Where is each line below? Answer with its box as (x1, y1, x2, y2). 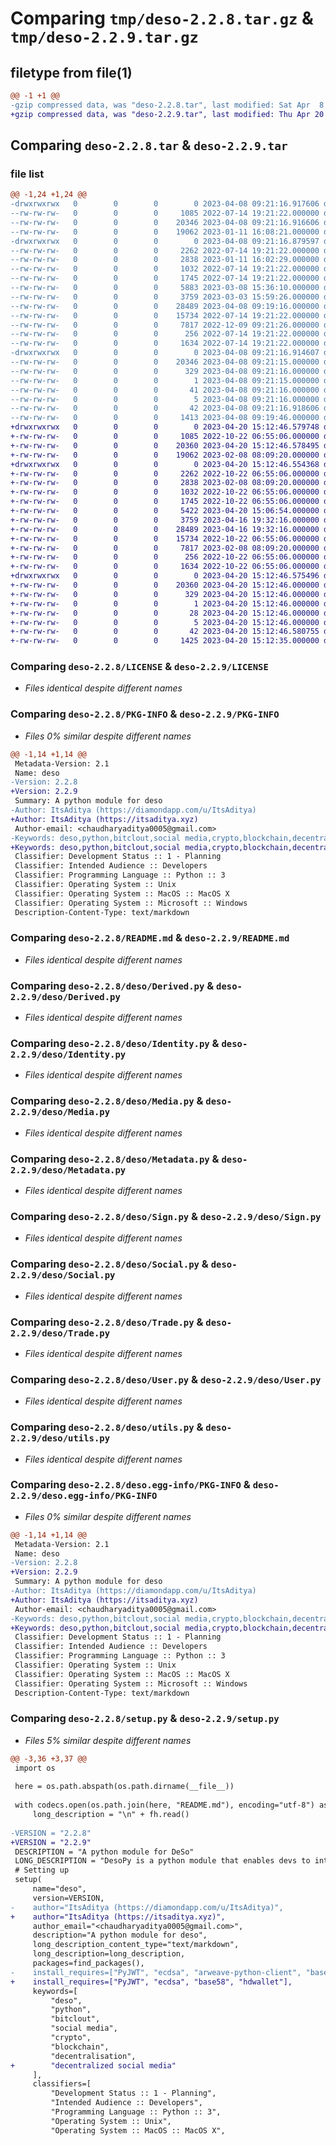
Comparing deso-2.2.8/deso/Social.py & (10, 1257, 209, 1271)
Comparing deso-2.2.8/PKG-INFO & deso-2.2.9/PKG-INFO (10, 707, 280, 721)
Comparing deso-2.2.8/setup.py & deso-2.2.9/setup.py (10, 1712, 280, 1726)
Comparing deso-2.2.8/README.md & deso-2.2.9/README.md (10, 931, 290, 945)
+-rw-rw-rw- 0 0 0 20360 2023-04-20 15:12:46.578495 (10, 440, 320, 451)
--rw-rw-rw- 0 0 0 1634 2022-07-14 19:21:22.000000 (10, 338, 320, 349)
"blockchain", (50, 2042, 110, 2052)
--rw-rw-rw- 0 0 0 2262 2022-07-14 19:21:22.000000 (10, 245, 320, 256)
